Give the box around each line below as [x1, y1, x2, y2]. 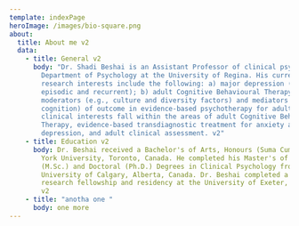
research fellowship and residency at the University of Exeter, [41, 179, 289, 188]
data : [17, 46, 38, 55]
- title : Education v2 [25, 137, 109, 146]
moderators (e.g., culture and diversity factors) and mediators [41, 95, 289, 105]
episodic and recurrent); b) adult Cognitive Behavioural [41, 87, 261, 96]
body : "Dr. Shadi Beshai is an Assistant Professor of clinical [32, 63, 277, 72]
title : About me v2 [17, 37, 90, 47]
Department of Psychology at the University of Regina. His [41, 71, 269, 80]
